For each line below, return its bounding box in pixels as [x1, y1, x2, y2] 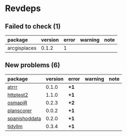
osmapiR [7, 99, 28, 106]
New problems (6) [5, 61, 60, 69]
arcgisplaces [7, 45, 37, 51]
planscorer [7, 107, 32, 114]
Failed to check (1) [5, 22, 61, 30]
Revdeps [5, 3, 41, 14]
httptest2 [7, 91, 28, 98]
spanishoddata [7, 115, 42, 121]
